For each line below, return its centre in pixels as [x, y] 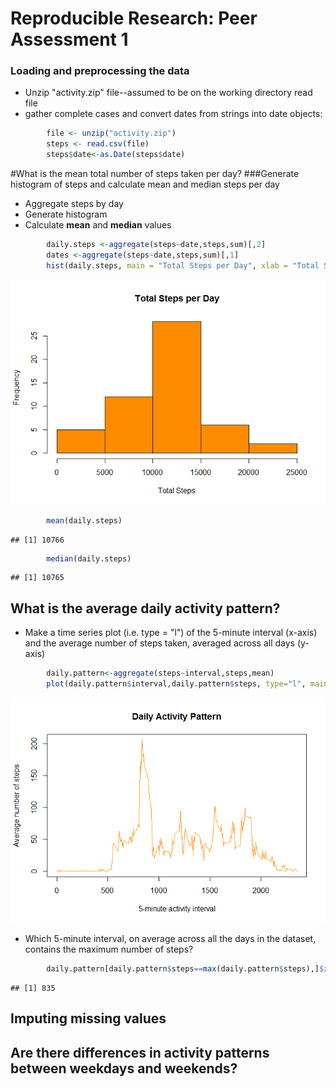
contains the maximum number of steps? [109, 949]
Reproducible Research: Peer [134, 18]
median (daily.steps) [89, 558]
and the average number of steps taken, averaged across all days [159, 643]
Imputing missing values [88, 1018]
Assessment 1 [69, 39]
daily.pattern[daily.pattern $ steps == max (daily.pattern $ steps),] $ [185, 969]
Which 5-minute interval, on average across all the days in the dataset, [170, 939]
